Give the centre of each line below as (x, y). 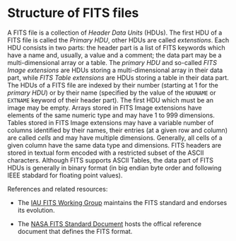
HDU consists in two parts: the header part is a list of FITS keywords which (116, 47)
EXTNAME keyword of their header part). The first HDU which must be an (111, 100)
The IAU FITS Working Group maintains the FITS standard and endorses (122, 202)
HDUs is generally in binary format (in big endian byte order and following (114, 167)
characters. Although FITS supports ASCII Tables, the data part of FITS (111, 160)
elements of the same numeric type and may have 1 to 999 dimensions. (111, 115)
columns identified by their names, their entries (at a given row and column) (118, 130)
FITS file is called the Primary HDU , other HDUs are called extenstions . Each (118, 40)
